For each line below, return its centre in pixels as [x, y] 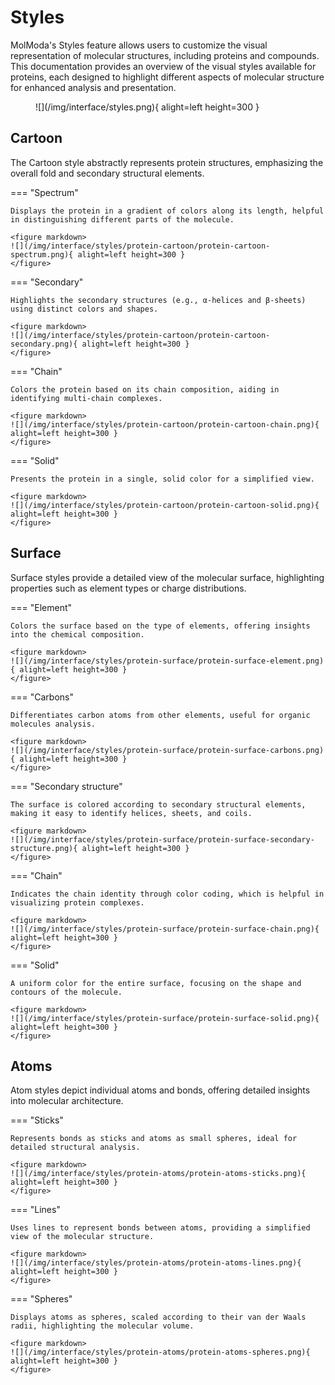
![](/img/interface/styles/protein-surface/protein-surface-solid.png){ [165, 1018]
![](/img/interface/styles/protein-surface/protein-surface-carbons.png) [167, 750]
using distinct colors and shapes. [84, 309]
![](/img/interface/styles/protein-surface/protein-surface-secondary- [162, 839]
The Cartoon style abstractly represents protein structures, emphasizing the [167, 162]
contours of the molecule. [66, 992]
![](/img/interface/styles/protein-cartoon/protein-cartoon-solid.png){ [165, 505]
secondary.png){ [44, 344]
